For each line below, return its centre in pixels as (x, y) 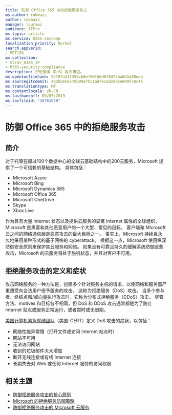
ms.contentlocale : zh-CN (32, 91)
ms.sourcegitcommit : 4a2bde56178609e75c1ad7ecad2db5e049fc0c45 (74, 81)
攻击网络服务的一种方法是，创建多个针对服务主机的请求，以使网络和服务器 (84, 284)
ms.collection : (21, 58)
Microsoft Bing (28, 183)
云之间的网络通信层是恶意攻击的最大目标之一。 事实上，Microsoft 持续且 (82, 234)
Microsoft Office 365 (35, 194)
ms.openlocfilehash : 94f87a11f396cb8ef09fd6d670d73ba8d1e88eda (74, 77)
